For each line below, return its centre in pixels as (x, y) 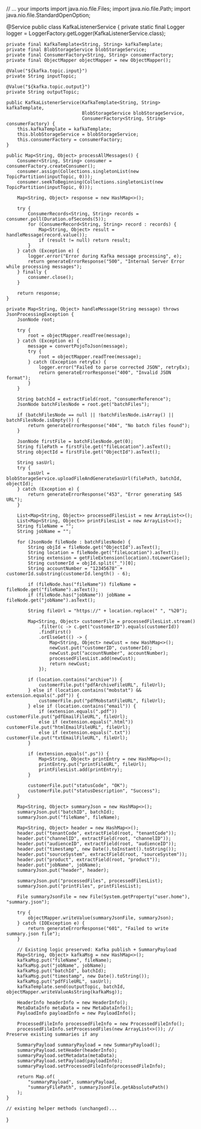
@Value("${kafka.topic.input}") (47, 71)
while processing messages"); (44, 267)
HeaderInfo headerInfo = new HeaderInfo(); (73, 1003)
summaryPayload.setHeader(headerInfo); (67, 1050)
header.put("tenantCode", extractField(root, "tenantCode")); (97, 833)
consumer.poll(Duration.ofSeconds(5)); (56, 219)
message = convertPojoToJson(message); (78, 346)
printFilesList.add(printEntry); (80, 770)
